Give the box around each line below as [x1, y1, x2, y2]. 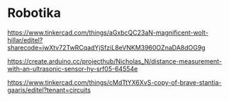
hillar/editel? [7, 35, 43, 44]
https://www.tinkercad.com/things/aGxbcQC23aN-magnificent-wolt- [7, 28, 209, 37]
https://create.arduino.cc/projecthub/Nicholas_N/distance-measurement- [7, 57, 222, 65]
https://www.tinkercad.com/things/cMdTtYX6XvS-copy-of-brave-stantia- [7, 78, 222, 86]
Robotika [7, 5, 62, 21]
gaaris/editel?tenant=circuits [7, 85, 91, 94]
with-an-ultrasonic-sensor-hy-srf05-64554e [7, 64, 138, 73]
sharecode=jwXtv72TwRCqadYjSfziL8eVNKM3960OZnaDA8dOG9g [7, 43, 206, 52]
